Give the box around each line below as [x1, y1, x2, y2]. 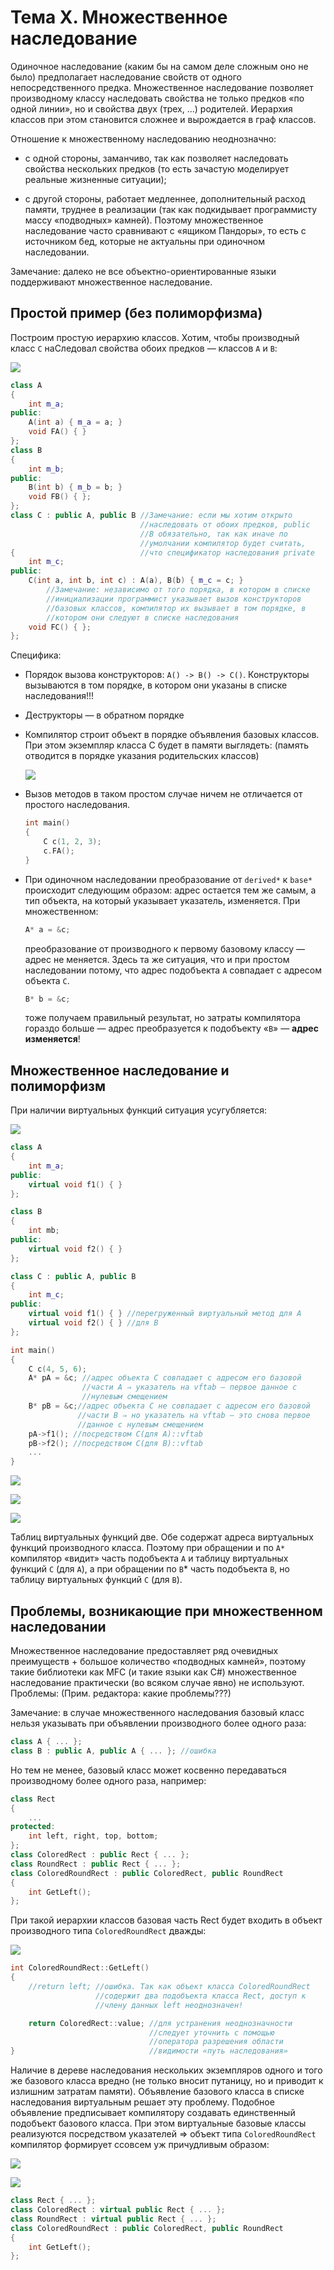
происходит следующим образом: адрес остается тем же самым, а [24, 884, 317, 896]
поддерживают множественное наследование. [10, 276, 213, 288]
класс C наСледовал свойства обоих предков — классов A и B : [10, 342, 278, 354]
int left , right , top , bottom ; [28, 1831, 159, 1841]
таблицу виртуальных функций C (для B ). [10, 1574, 183, 1586]
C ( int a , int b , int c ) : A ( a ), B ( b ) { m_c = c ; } [28, 576, 244, 586]
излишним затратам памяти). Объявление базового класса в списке [10, 2086, 305, 2098]
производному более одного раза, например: [10, 1774, 207, 1786]
